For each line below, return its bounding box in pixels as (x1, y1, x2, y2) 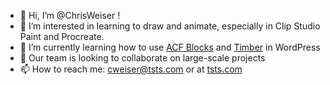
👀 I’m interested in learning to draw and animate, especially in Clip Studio (19, 20, 321, 32)
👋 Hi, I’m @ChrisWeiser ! (19, 10, 121, 21)
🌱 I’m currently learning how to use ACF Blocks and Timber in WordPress (19, 41, 321, 53)
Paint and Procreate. (19, 31, 105, 42)
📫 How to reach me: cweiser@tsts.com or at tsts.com (19, 63, 243, 75)
